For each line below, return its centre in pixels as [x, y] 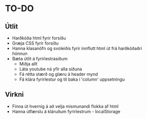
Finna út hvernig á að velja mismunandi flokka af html [65, 106]
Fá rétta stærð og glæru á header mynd [58, 74]
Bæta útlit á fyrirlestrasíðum [40, 59]
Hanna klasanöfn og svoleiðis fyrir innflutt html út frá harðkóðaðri [77, 48]
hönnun [20, 53]
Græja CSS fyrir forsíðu [35, 43]
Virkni [15, 94]
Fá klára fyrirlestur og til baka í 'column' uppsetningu [72, 79]
